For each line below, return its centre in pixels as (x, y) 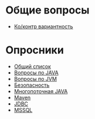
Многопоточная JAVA (41, 91)
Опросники (35, 50)
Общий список (32, 66)
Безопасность (32, 85)
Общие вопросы (48, 10)
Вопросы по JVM (35, 79)
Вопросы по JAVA (36, 72)
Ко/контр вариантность (43, 26)
